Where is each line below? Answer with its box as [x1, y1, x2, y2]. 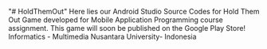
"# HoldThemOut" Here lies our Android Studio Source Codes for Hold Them [8, 7, 260, 16]
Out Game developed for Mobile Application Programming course [8, 15, 223, 24]
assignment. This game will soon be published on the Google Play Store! [8, 24, 245, 32]
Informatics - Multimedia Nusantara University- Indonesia [8, 32, 197, 41]
